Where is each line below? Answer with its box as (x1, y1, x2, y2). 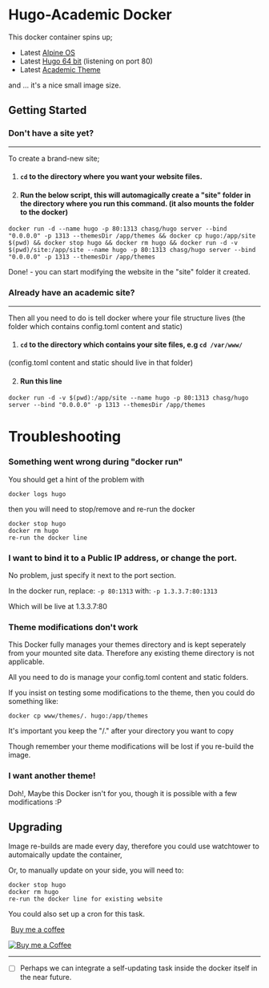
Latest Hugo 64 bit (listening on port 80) (19, 56, 154, 66)
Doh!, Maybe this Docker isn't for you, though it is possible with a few (8, 788, 238, 798)
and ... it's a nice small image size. (8, 80, 122, 90)
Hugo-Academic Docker (8, 6, 172, 24)
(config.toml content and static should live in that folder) (8, 357, 194, 367)
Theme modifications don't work (8, 621, 139, 632)
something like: (8, 697, 58, 706)
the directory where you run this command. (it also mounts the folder (19, 198, 255, 208)
